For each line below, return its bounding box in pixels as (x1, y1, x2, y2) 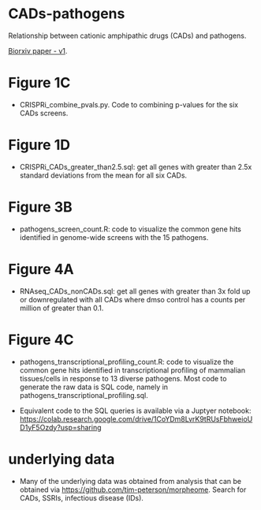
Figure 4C (8, 331, 74, 348)
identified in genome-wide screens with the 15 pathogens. (19, 232, 209, 242)
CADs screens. (19, 108, 69, 118)
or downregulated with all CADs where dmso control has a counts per (19, 294, 246, 304)
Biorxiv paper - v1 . (8, 46, 68, 55)
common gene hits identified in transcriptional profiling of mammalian (19, 365, 246, 375)
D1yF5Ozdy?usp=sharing (19, 422, 102, 432)
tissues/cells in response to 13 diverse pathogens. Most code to (19, 373, 227, 383)
